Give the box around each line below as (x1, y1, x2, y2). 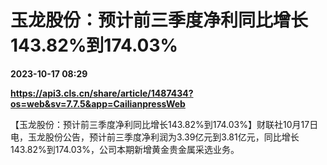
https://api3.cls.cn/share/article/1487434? (10, 87, 194, 99)
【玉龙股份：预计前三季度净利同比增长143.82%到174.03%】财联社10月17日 (10, 118, 319, 130)
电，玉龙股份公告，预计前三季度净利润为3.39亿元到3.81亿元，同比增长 (10, 131, 300, 143)
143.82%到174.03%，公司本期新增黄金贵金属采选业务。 (10, 143, 240, 155)
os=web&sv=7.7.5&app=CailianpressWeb (10, 97, 186, 110)
